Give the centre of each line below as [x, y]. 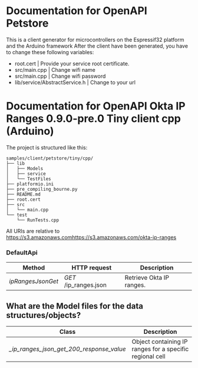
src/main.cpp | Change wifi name [55, 69]
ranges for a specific [160, 349]
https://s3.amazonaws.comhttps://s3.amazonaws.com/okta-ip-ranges [91, 237]
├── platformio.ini [30, 184]
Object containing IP [160, 342]
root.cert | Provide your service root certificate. [72, 64]
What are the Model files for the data [75, 306]
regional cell [149, 356]
